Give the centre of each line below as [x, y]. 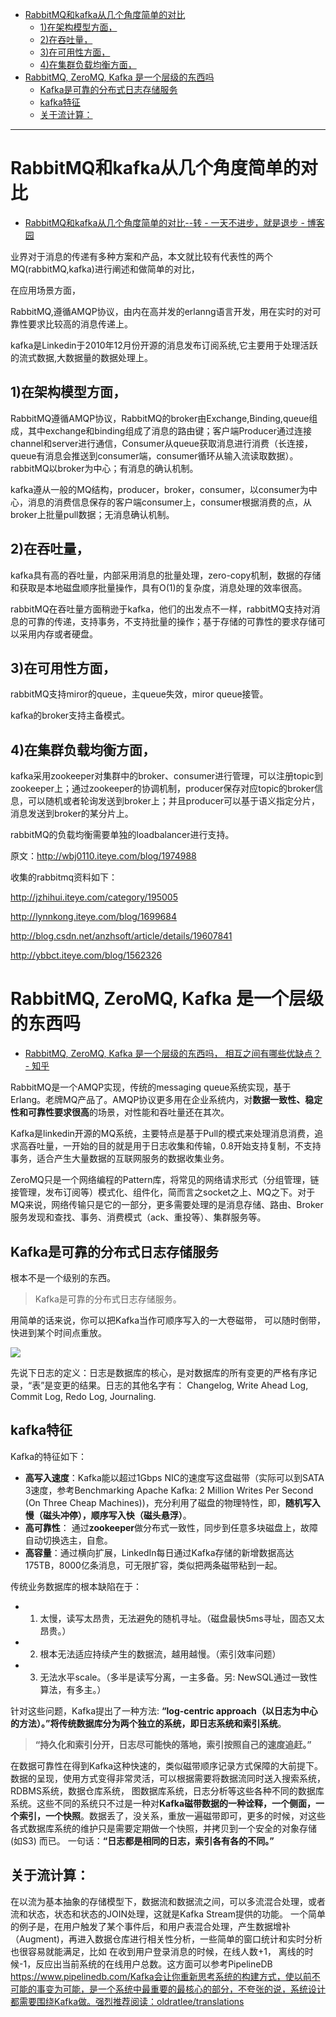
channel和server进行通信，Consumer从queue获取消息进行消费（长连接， [162, 443]
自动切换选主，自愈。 [68, 1540]
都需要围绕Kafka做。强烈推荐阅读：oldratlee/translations [127, 2001]
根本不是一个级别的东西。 [63, 1277]
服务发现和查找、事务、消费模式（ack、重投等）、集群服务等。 [138, 1217]
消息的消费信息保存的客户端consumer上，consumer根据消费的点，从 [170, 502]
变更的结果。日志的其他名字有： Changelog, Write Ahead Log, [181, 1385]
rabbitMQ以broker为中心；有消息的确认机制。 [104, 468]
